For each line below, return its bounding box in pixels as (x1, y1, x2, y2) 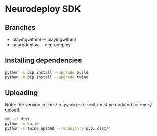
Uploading (5, 88, 38, 97)
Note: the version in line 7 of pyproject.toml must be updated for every (5, 102, 152, 108)
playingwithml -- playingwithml (12, 36, 76, 42)
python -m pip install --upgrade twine (5, 74, 89, 80)
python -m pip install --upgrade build (5, 70, 89, 75)
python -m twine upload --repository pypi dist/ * (5, 126, 111, 131)
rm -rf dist (5, 117, 30, 122)
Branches (5, 23, 36, 32)
